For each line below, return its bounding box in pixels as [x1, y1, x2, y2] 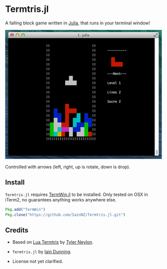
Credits [5, 226, 29, 234]
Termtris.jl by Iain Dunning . [12, 249, 72, 255]
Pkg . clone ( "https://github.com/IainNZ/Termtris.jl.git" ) [5, 212, 126, 217]
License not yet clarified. [12, 259, 63, 265]
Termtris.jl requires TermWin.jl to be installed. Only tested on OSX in [5, 191, 148, 197]
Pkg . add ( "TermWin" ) [5, 207, 46, 212]
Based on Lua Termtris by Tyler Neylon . [12, 239, 93, 245]
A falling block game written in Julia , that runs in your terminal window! [5, 20, 151, 26]
